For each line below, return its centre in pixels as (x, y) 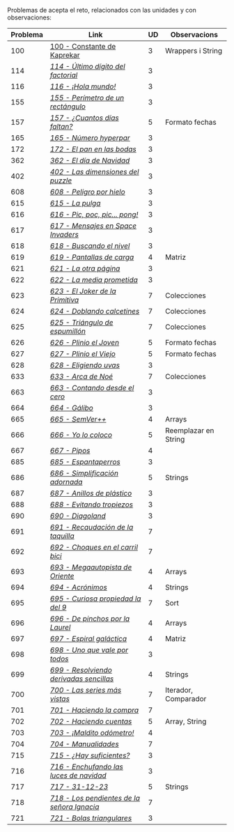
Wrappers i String (194, 51)
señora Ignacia (75, 807)
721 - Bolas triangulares (91, 818)
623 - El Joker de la (83, 291)
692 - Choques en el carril (94, 547)
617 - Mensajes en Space (93, 226)
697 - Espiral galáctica (88, 639)
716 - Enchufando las (87, 767)
